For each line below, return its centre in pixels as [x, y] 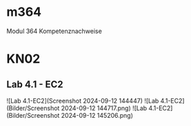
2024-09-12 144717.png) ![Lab [104, 108]
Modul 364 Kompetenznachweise [54, 31]
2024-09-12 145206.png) [97, 115]
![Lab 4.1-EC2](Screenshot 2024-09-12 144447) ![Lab [83, 101]
